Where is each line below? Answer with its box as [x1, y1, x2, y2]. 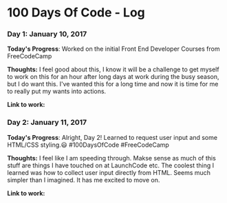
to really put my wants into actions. [7, 87, 107, 95]
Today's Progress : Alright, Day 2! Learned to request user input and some [7, 133, 218, 141]
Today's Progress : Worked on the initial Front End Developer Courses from [7, 45, 220, 53]
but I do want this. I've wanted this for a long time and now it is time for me [7, 80, 219, 88]
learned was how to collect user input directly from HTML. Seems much [7, 168, 211, 176]
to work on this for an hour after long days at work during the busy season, [7, 73, 219, 81]
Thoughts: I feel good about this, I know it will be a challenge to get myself [7, 65, 219, 73]
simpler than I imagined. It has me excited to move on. [7, 176, 160, 184]
